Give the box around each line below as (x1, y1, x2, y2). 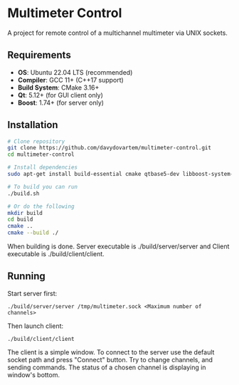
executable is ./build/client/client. (7, 250, 105, 258)
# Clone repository (7, 137, 65, 145)
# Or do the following (7, 203, 75, 210)
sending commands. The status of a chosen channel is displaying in (7, 363, 206, 371)
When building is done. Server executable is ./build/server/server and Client (7, 242, 230, 250)
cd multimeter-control (7, 151, 75, 158)
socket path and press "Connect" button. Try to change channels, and (7, 355, 213, 364)
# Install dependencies (7, 164, 78, 172)
